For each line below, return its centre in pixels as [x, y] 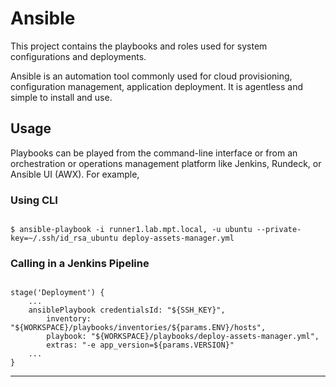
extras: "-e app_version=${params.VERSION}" [140, 345]
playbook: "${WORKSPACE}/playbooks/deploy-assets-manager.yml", [183, 337]
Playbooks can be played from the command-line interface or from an [154, 153]
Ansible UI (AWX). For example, [75, 174]
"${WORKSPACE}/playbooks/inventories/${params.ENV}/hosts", [138, 328]
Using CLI [34, 200]
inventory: [69, 319]
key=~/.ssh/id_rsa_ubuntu [64, 238]
